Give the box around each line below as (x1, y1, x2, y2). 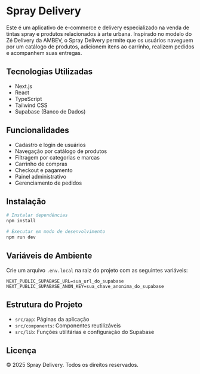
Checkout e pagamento (14, 166, 73, 174)
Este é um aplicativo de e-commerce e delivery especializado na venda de (6, 24, 190, 31)
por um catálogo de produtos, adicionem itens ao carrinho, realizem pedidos (6, 43, 195, 50)
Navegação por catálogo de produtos (14, 148, 107, 155)
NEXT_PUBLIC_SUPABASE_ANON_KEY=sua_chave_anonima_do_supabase (6, 283, 164, 289)
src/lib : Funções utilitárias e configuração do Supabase (14, 328, 155, 335)
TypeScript (14, 95, 42, 102)
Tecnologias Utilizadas (6, 67, 93, 77)
